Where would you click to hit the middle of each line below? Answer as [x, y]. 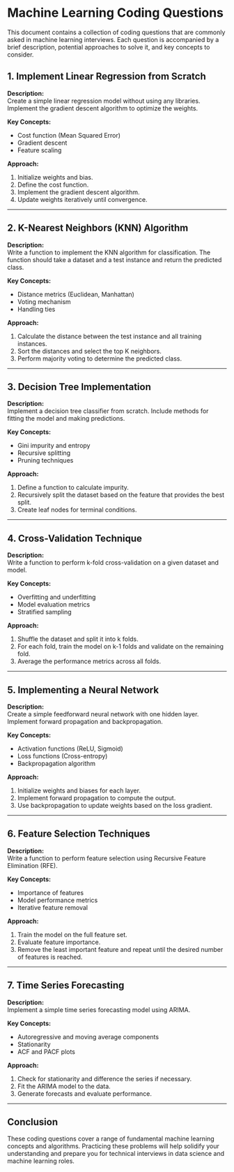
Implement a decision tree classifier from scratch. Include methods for [108, 411]
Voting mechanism [44, 301]
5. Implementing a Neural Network [83, 690]
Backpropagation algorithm [56, 764]
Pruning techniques [45, 461]
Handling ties [36, 309]
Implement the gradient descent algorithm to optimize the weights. [103, 108]
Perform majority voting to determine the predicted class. [100, 359]
